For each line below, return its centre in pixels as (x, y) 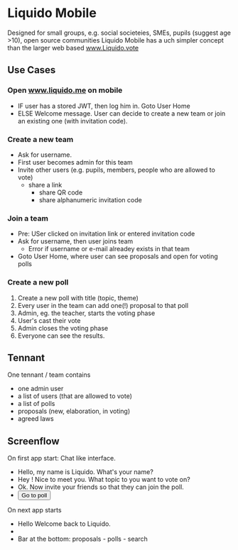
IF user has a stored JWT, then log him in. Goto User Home (104, 106)
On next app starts (34, 510)
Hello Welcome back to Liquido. (64, 524)
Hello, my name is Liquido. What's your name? (86, 472)
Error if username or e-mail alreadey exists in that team (109, 249)
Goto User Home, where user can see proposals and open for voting (118, 256)
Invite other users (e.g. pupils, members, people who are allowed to (116, 170)
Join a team (28, 218)
